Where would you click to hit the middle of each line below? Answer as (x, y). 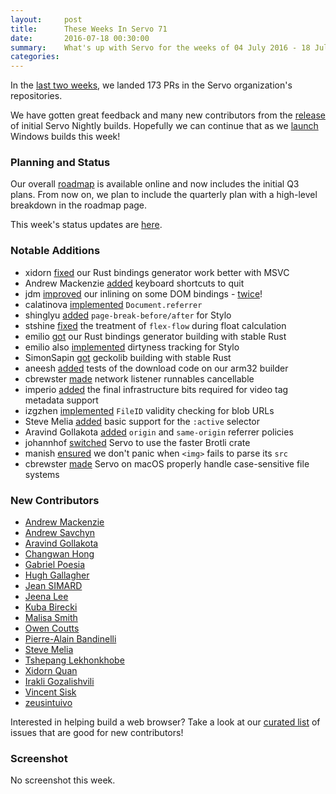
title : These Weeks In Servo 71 (89, 29)
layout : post (46, 19)
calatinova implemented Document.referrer (113, 304)
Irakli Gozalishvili (59, 682)
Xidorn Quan (51, 671)
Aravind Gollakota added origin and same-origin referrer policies (159, 432)
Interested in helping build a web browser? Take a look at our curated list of (165, 722)
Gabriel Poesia (55, 565)
